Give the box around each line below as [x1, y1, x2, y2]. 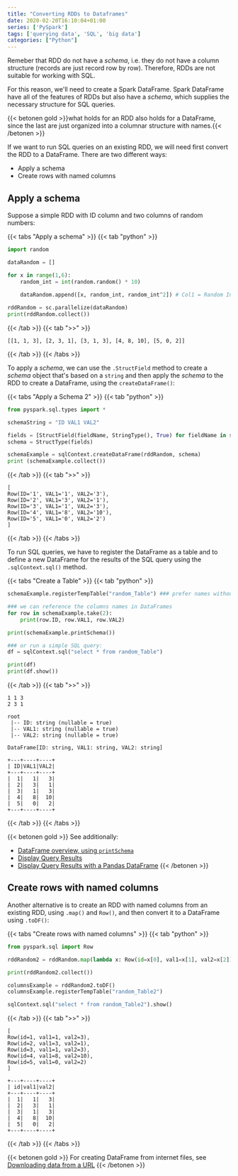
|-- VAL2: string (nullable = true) [10, 732, 119, 739]
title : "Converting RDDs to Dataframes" [7, 10, 129, 18]
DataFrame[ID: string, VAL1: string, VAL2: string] [7, 744, 163, 752]
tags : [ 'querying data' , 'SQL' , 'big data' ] [7, 30, 141, 38]
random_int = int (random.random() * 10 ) [20, 278, 141, 285]
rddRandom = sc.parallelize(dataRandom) [7, 304, 129, 312]
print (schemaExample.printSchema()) [7, 629, 115, 636]
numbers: [7, 218, 35, 227]
